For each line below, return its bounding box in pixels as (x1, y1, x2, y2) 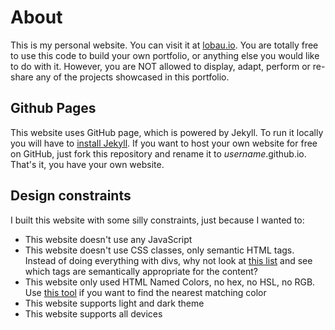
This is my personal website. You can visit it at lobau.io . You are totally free (10, 39, 319, 51)
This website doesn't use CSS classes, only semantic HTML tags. (24, 244, 295, 256)
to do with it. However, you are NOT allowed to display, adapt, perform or (10, 60, 311, 72)
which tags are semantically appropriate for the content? (24, 265, 258, 277)
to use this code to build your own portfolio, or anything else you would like (10, 49, 320, 61)
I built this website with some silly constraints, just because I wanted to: (10, 214, 305, 226)
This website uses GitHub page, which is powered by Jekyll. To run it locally (10, 126, 324, 138)
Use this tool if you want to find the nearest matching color (24, 286, 267, 298)
